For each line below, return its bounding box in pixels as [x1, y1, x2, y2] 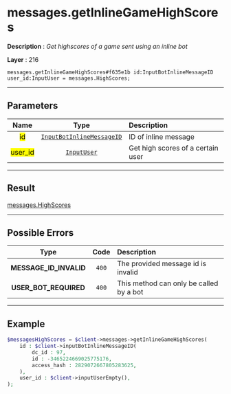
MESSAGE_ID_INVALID [10, 263, 86, 273]
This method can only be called [116, 278, 219, 288]
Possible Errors [7, 227, 74, 239]
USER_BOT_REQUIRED [11, 283, 85, 293]
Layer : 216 [7, 55, 39, 63]
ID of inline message [129, 132, 195, 142]
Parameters [7, 100, 58, 111]
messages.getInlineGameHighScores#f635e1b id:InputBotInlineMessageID [7, 69, 214, 76]
